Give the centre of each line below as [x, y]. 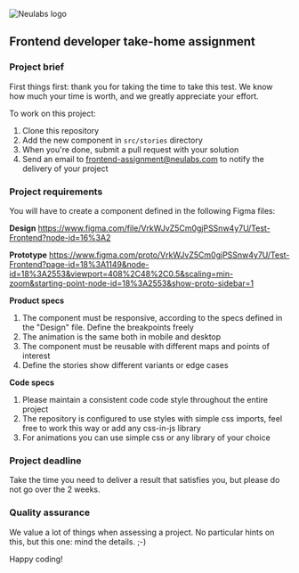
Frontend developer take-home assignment [132, 41]
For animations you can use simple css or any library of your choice [146, 438]
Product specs [37, 300]
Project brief [37, 67]
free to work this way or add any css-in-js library [112, 428]
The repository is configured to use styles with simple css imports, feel [152, 418]
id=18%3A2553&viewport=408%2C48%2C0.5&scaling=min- [121, 274]
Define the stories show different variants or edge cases [125, 364]
